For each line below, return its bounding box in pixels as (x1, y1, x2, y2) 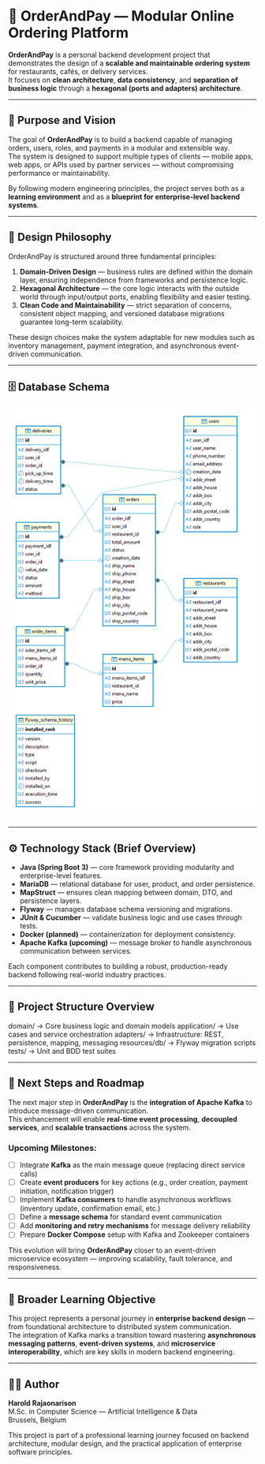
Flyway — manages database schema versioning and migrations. (19, 905, 233, 913)
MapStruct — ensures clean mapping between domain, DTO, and (19, 887, 233, 897)
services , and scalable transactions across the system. (8, 1122, 192, 1132)
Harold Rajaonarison (8, 1398, 77, 1407)
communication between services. (19, 947, 132, 955)
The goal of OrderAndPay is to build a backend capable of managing (8, 134, 233, 144)
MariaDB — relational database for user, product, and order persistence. (19, 880, 256, 888)
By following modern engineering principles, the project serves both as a (8, 183, 244, 192)
